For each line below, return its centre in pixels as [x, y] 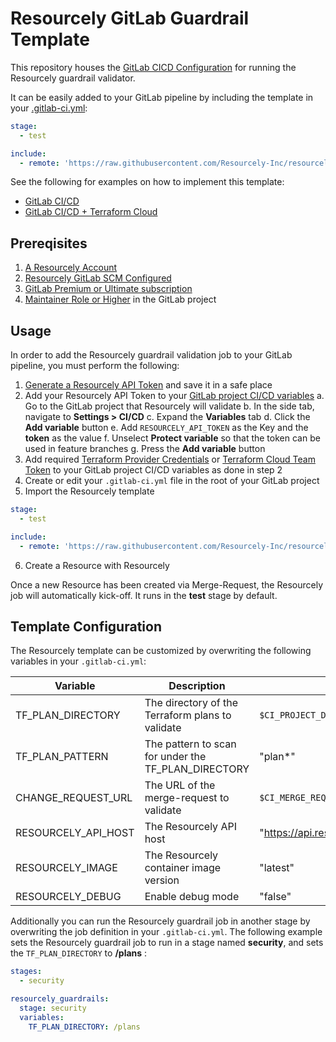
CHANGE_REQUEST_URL [74, 798]
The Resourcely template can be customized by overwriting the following [161, 651]
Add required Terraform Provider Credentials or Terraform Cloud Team [170, 459]
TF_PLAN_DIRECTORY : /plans [84, 1027]
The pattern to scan [190, 744]
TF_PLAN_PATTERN [62, 757]
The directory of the [191, 703]
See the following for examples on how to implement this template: [147, 182]
